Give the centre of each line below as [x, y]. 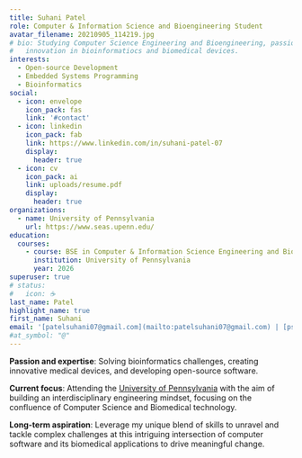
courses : [34, 244]
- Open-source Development [68, 68]
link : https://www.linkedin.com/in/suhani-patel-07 [124, 143]
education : [30, 235]
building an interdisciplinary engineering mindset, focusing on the [131, 398]
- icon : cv [38, 168]
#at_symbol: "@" [40, 336]
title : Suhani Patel [48, 18]
